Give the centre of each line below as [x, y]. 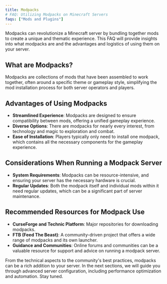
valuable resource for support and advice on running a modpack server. [86, 250]
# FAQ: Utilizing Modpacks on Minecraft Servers [57, 14]
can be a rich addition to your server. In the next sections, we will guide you [83, 265]
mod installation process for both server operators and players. [70, 87]
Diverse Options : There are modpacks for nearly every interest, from [83, 126]
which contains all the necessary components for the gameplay [78, 142]
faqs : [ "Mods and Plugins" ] [34, 19]
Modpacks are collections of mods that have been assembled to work [77, 77]
